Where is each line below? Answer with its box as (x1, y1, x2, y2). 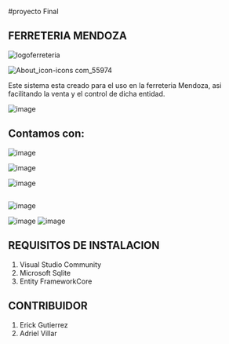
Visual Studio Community (19, 259, 102, 269)
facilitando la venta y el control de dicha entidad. (8, 89, 165, 98)
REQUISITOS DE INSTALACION (8, 239, 160, 252)
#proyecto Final (8, 7, 59, 16)
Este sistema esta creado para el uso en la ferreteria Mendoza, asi (8, 80, 222, 90)
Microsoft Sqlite (19, 268, 71, 277)
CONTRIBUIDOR (8, 299, 88, 313)
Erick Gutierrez (19, 320, 68, 329)
